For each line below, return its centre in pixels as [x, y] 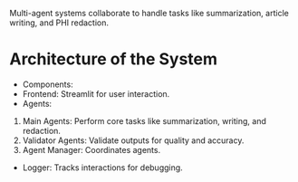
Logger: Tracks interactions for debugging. [102, 168]
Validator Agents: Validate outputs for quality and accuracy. [133, 140]
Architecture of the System [114, 59]
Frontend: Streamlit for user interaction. [96, 93]
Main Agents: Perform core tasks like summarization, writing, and [144, 120]
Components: [48, 84]
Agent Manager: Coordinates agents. [91, 149]
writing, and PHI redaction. [59, 23]
